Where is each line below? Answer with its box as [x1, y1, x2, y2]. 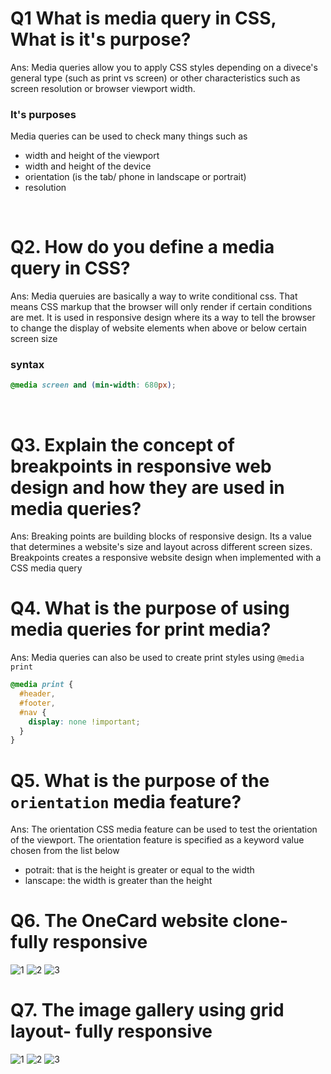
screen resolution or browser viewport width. [10, 82, 196, 94]
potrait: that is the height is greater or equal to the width [24, 864, 255, 876]
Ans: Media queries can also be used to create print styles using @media [10, 652, 305, 664]
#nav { [19, 707, 47, 717]
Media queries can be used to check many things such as [10, 130, 248, 142]
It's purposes [10, 107, 77, 121]
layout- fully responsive [10, 1020, 213, 1043]
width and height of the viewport [24, 150, 160, 162]
